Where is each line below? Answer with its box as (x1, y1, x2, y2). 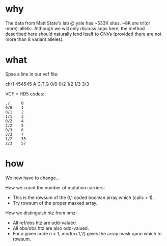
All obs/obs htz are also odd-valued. (12, 225, 89, 231)
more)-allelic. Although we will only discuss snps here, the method (5, 25, 145, 31)
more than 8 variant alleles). (5, 36, 64, 42)
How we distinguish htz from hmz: (5, 210, 77, 216)
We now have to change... (5, 175, 60, 181)
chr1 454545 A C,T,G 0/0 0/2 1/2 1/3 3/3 (5, 81, 89, 87)
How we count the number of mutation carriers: (5, 184, 105, 190)
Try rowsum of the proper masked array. (12, 200, 98, 206)
